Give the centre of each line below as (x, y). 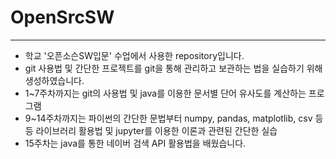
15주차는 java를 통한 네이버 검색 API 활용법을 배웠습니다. (135, 143)
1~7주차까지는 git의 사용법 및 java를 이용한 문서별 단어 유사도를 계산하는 (165, 93)
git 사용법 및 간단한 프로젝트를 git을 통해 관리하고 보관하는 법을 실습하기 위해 (173, 68)
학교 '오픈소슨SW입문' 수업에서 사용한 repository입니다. (134, 55)
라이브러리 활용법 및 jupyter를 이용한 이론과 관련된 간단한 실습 (156, 130)
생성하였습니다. (54, 80)
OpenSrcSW (62, 17)
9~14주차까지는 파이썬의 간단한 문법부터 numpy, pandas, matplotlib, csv (168, 118)
